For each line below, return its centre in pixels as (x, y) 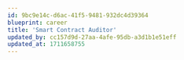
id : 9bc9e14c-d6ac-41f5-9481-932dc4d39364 (78, 15)
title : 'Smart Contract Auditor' (62, 30)
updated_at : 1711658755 (46, 44)
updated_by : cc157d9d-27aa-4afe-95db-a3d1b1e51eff (92, 37)
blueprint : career (37, 23)
